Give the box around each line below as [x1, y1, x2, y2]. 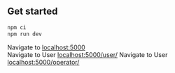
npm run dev [7, 31, 42, 38]
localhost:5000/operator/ [7, 58, 80, 66]
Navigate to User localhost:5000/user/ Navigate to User [7, 50, 168, 58]
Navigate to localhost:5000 [7, 43, 85, 51]
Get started [7, 6, 58, 17]
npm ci [7, 24, 27, 31]
